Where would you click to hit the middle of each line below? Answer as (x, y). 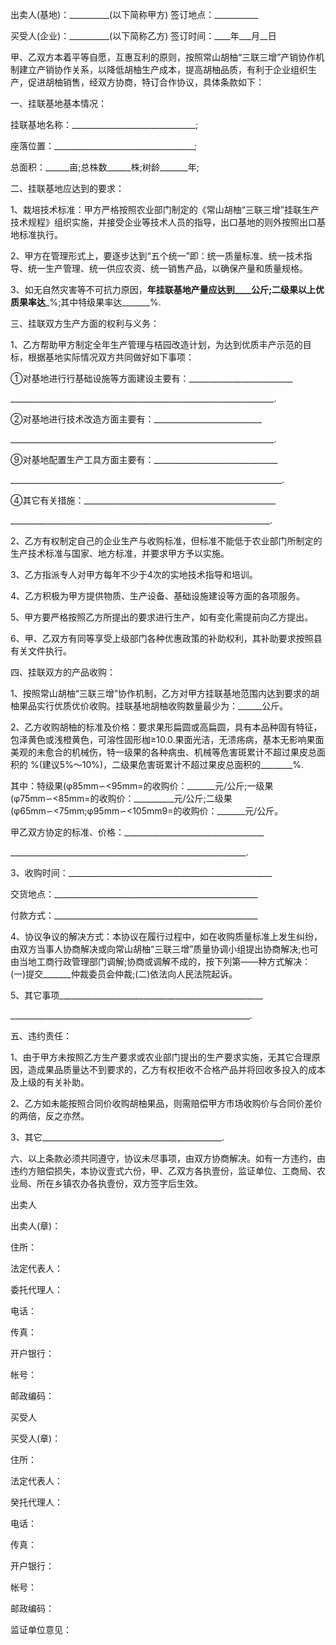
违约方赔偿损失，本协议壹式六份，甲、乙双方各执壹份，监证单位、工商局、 (163, 1171)
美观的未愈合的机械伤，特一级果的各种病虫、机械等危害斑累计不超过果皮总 (163, 752)
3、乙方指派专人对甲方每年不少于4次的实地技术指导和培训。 (134, 574)
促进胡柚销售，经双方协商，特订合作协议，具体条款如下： (146, 82)
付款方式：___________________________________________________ (134, 915)
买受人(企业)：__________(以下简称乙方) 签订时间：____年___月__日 (143, 36)
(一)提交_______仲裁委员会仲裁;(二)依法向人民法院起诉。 (124, 974)
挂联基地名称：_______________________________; (104, 124)
